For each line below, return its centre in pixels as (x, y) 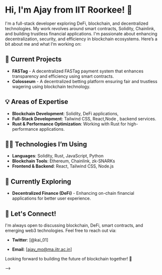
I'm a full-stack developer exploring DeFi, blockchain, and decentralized (77, 23)
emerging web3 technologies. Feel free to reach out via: (61, 231)
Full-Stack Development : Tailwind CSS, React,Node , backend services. (84, 119)
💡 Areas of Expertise (37, 102)
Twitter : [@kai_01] (30, 240)
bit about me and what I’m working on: (43, 44)
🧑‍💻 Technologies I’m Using (46, 144)
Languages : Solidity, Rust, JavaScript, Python (58, 156)
